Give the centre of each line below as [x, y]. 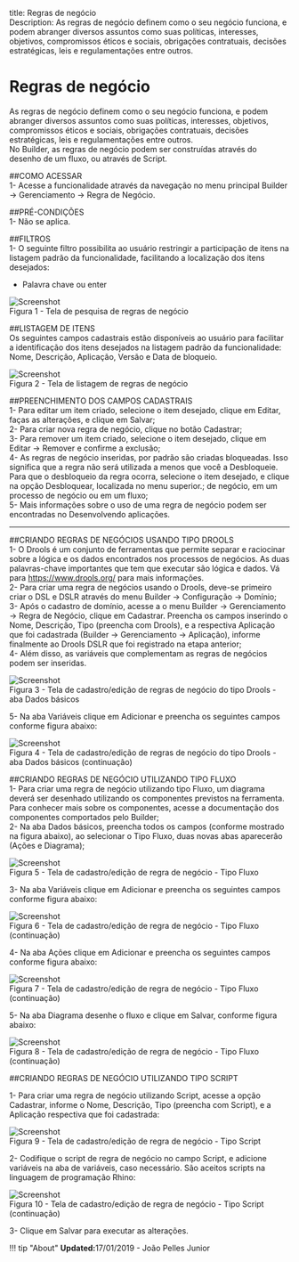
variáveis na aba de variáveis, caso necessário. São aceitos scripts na [137, 1168]
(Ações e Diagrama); [47, 845]
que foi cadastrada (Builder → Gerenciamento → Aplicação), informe [135, 634]
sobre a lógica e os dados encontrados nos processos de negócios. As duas [149, 558]
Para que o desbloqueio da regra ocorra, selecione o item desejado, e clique [149, 476]
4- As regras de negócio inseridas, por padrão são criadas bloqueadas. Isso [149, 457]
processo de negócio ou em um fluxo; [79, 495]
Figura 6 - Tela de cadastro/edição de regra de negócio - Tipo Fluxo [134, 925]
